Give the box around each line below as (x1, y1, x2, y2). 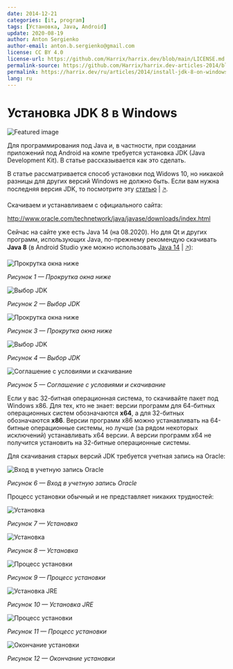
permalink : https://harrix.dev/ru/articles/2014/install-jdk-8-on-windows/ (7, 68, 231, 75)
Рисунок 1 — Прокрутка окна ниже (7, 273, 112, 281)
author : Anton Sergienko (7, 36, 79, 43)
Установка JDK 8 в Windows (7, 105, 178, 120)
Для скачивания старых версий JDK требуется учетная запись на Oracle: (7, 452, 226, 460)
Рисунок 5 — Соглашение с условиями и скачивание (7, 381, 166, 389)
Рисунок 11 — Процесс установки (7, 627, 107, 636)
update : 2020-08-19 (7, 29, 64, 37)
